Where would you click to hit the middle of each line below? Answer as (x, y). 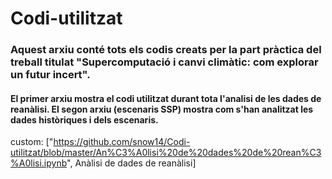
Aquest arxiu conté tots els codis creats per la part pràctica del (166, 50)
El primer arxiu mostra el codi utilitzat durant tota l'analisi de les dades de (166, 98)
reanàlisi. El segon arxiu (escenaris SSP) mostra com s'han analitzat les (162, 109)
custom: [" (32, 142)
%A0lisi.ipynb (39, 163)
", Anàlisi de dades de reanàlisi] (131, 163)
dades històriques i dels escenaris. (84, 119)
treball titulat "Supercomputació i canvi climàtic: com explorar (164, 62)
